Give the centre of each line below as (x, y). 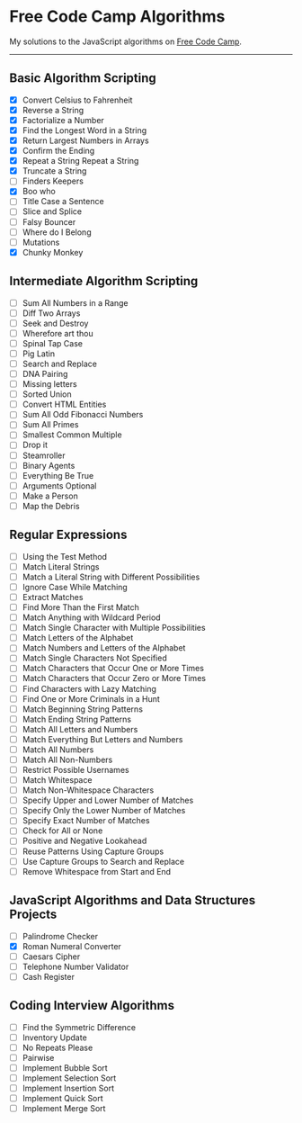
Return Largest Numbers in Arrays (86, 140)
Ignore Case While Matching (75, 587)
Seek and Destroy (55, 323)
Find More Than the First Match (80, 607)
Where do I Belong (57, 232)
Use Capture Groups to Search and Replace (103, 861)
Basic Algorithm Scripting (83, 78)
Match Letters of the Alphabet (78, 638)
